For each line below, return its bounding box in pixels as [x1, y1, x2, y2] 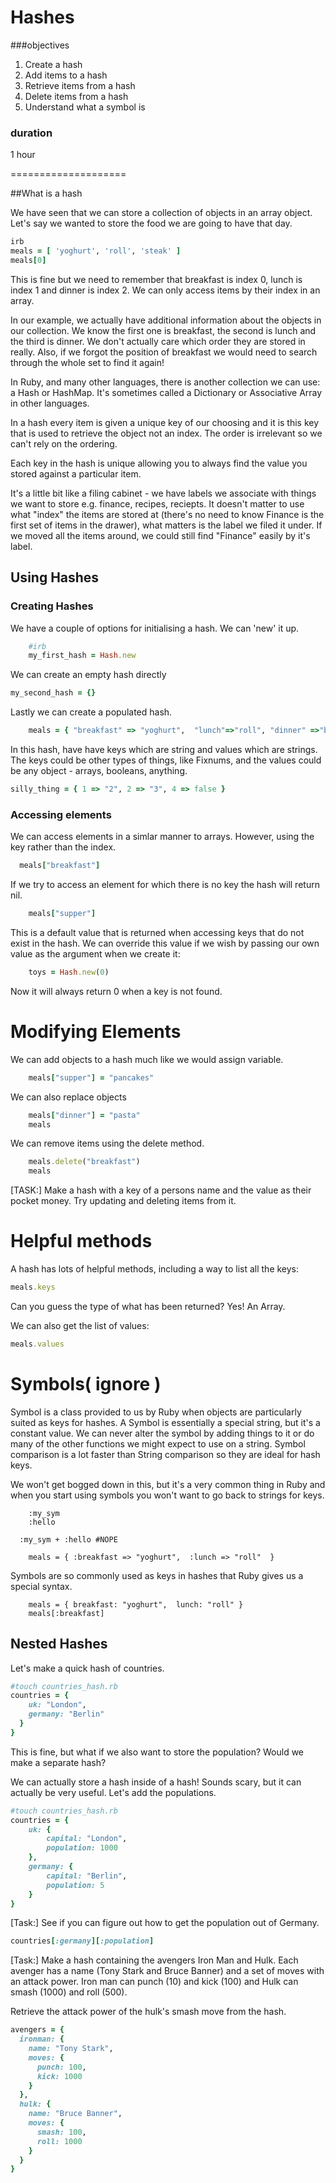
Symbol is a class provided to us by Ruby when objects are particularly [10, 1406, 302, 1418]
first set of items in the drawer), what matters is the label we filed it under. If [10, 519, 323, 531]
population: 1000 [46, 1843, 118, 1853]
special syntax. [10, 1580, 73, 1592]
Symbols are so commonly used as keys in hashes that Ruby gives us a [10, 1569, 304, 1581]
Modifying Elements [10, 1021, 182, 1043]
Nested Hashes [10, 1636, 108, 1653]
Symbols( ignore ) [10, 1373, 162, 1396]
